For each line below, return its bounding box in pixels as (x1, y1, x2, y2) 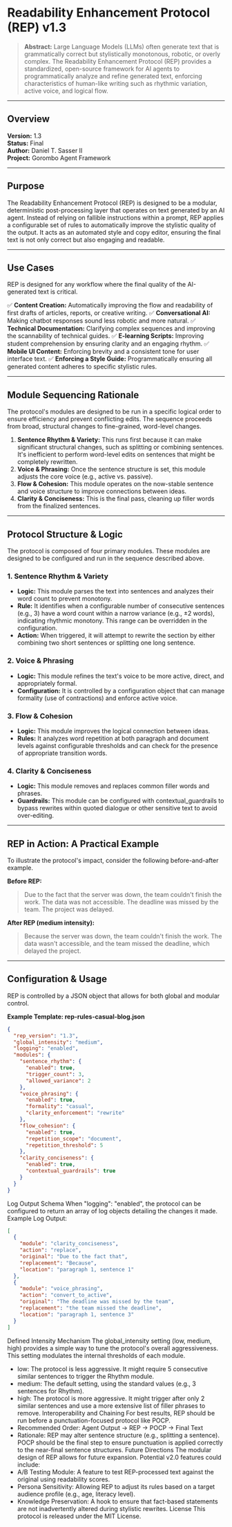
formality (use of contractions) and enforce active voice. (17, 694, 178, 702)
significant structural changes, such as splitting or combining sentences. (17, 443, 224, 452)
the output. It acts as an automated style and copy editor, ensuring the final (7, 228, 221, 236)
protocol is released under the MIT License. (17, 1512, 142, 1520)
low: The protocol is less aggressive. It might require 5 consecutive (17, 1364, 209, 1373)
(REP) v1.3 (7, 19, 67, 35)
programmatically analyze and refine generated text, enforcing (23, 71, 202, 80)
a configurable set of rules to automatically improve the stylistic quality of (7, 220, 216, 229)
